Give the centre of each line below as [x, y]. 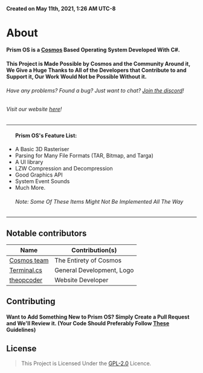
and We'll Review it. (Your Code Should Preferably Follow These [88, 323]
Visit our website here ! [34, 109]
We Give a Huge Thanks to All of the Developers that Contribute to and [96, 70]
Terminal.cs [26, 270]
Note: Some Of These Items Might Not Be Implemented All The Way [99, 201]
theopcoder [26, 280]
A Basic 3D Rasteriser [42, 149]
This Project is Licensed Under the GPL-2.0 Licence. [86, 363]
